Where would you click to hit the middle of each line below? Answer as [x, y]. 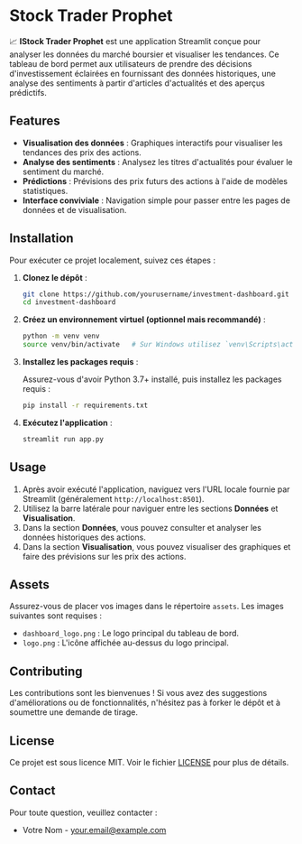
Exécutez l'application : [67, 422]
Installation [41, 239]
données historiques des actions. [84, 537]
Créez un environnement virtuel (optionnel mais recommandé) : [144, 320]
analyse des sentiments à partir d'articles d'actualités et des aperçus [137, 83]
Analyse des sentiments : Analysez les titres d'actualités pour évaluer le [157, 162]
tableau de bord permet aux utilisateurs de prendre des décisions [131, 63]
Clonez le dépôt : [55, 277]
